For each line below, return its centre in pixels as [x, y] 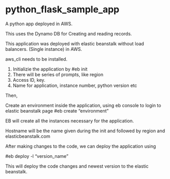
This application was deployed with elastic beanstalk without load [75, 43]
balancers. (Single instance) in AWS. [44, 49]
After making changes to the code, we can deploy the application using [81, 146]
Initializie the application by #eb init [50, 69]
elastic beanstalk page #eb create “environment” [57, 111]
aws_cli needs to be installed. [36, 59]
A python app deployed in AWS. [39, 24]
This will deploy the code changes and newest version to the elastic [77, 166]
